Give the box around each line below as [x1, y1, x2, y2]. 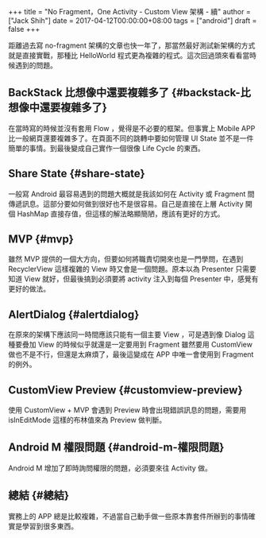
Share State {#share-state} [8, 167, 145, 180]
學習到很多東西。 [21, 521, 78, 531]
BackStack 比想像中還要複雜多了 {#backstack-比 [8, 86, 252, 99]
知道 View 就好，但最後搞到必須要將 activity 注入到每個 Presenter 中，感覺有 [8, 274, 259, 284]
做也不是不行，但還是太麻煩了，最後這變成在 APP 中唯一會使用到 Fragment [8, 350, 254, 359]
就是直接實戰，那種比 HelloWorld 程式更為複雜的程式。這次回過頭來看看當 [8, 51, 250, 60]
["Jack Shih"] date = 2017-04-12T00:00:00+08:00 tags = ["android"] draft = [8, 16, 257, 25]
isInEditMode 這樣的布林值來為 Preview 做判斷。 [8, 416, 167, 425]
